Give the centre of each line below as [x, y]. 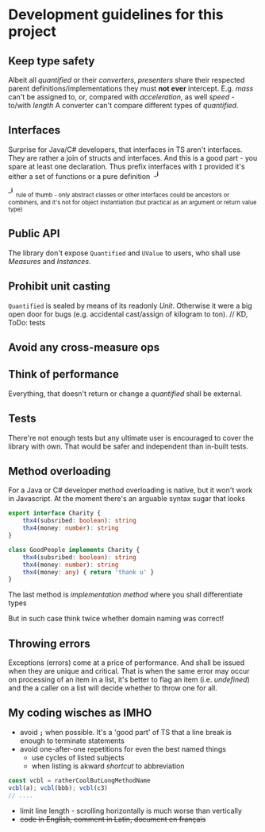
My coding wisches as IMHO [80, 713]
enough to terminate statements [72, 741]
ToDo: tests [27, 322]
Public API [34, 233]
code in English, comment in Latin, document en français [113, 819]
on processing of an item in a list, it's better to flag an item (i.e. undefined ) [129, 680]
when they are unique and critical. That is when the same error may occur [129, 671]
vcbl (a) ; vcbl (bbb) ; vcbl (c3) [58, 788]
